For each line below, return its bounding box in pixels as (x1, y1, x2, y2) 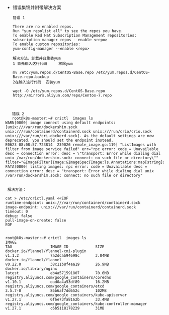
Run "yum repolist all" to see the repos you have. (12, 29, 123, 34)
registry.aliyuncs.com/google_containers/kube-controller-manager (5, 301, 147, 306)
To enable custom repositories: (12, 42, 80, 47)
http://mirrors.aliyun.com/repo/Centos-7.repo (12, 93, 112, 98)
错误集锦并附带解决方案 (12, 5, 61, 10)
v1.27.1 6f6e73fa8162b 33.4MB (5, 297, 109, 302)
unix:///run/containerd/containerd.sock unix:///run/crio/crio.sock (5, 129, 152, 134)
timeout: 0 (5, 209, 28, 214)
